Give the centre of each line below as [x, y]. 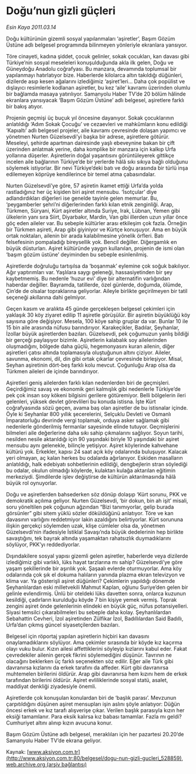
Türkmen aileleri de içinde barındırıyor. [53, 371]
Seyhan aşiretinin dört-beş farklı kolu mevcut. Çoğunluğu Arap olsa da [91, 365]
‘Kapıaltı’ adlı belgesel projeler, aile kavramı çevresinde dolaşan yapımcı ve [96, 130]
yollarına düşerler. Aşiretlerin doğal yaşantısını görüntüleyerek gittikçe [90, 155]
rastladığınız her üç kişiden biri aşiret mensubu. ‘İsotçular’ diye [82, 192]
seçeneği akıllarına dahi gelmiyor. [46, 297]
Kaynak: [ [18, 752]
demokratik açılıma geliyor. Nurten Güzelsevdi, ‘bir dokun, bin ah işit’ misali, [97, 500]
